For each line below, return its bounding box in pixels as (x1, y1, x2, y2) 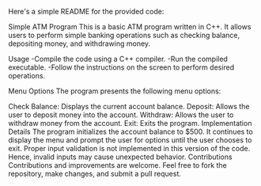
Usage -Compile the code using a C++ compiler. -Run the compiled (8, 55, 228, 63)
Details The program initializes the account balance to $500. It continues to (8, 127, 253, 136)
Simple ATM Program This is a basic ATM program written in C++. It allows (8, 22, 252, 31)
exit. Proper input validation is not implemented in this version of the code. (8, 144, 251, 153)
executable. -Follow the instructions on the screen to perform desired (8, 63, 235, 72)
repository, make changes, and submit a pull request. (8, 169, 182, 178)
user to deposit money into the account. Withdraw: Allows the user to (8, 110, 234, 120)
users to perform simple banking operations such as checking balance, (8, 31, 240, 40)
